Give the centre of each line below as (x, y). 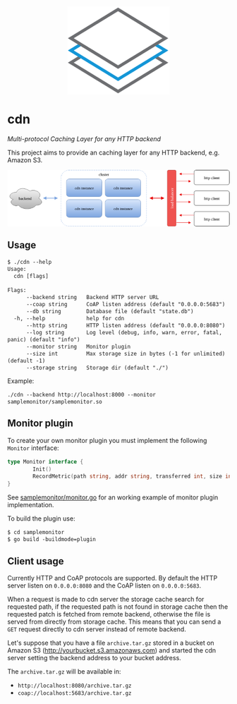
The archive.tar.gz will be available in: (64, 672)
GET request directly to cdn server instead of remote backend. (97, 629)
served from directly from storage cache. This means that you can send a (114, 622)
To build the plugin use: (41, 518)
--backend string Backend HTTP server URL (92, 297)
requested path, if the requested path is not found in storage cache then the (118, 607)
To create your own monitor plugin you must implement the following (107, 440)
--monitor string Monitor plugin (78, 346)
